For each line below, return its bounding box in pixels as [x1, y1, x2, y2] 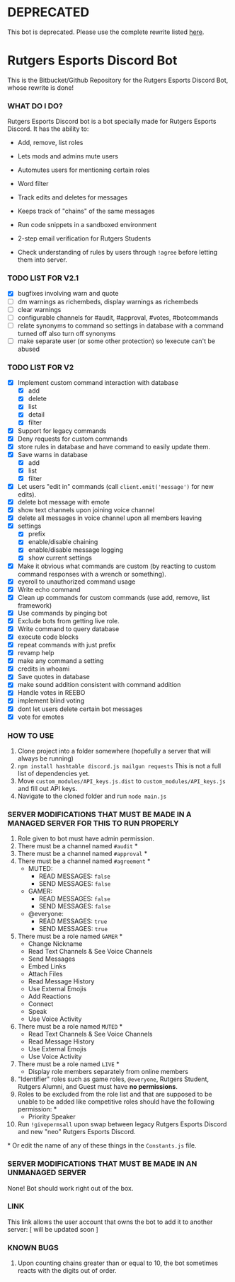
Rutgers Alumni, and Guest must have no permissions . [17, 1082, 178, 1091]
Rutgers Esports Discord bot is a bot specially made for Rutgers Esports [7, 117, 217, 126]
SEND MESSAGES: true [38, 925, 108, 933]
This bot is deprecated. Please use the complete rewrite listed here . [7, 28, 205, 36]
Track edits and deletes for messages [17, 193, 128, 202]
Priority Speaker [28, 1112, 76, 1121]
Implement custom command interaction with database [17, 379, 179, 387]
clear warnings [17, 305, 62, 313]
